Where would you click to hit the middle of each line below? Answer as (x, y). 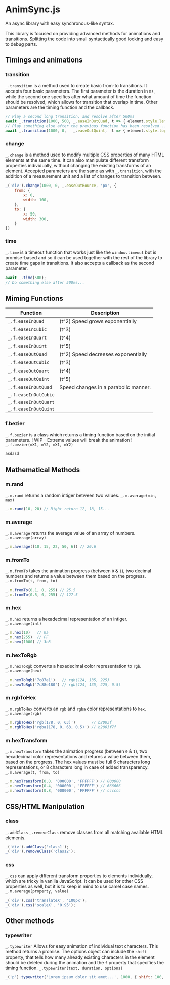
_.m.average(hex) (24, 671)
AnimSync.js (33, 9)
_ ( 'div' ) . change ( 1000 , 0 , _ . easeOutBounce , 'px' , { (61, 186)
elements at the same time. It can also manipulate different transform (77, 160)
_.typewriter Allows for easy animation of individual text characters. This (82, 946)
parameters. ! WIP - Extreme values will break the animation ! (69, 440)
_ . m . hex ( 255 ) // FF (27, 637)
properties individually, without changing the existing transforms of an (78, 166)
